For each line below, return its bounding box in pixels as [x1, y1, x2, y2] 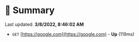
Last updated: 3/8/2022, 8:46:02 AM [5, 21, 84, 27]
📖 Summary [5, 5, 55, 16]
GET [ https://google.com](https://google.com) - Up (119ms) [12, 31, 135, 37]
